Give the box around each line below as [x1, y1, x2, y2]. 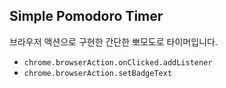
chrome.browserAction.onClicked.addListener [23, 57, 213, 68]
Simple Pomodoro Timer [9, 8, 164, 25]
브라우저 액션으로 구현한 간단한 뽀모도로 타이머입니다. [9, 35, 218, 48]
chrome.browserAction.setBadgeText [23, 68, 173, 78]
